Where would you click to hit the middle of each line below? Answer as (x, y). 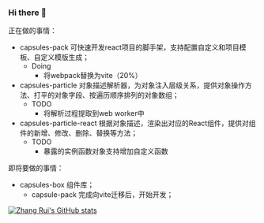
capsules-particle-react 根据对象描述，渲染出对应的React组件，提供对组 (138, 123)
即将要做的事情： (36, 168)
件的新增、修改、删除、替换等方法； (79, 133)
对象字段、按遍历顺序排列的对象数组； (117, 95)
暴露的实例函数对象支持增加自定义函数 (106, 151)
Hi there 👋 (28, 13)
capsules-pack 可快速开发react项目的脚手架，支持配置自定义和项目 (129, 47)
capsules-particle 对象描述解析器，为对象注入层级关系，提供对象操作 (132, 85)
